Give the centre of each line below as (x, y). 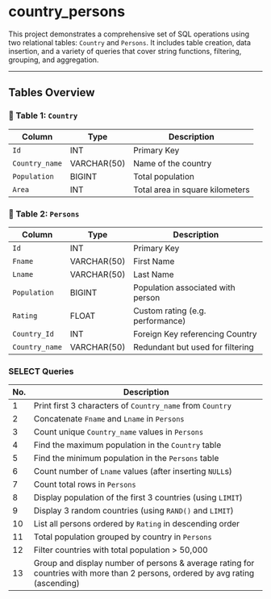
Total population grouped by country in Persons (123, 537)
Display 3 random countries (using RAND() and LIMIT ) (133, 511)
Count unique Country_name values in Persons (119, 432)
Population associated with (184, 287)
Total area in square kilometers (191, 190)
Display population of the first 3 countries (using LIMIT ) (138, 497)
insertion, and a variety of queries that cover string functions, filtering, (125, 51)
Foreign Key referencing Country (195, 333)
